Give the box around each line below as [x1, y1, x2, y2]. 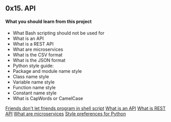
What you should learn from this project [5, 18, 92, 25]
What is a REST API [12, 40, 54, 47]
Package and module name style [12, 68, 82, 74]
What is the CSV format [12, 51, 63, 58]
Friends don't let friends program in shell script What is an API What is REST [5, 105, 166, 111]
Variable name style [12, 79, 55, 85]
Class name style [12, 73, 50, 79]
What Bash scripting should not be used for [12, 30, 105, 36]
